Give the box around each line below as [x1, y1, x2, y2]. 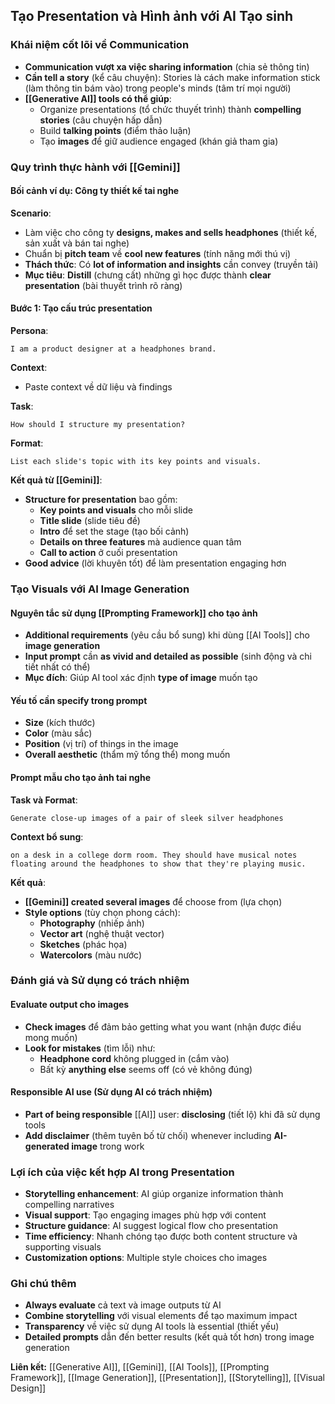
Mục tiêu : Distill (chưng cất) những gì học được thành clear [24, 269, 272, 281]
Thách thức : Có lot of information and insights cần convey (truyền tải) [24, 258, 319, 270]
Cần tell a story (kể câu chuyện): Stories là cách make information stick [24, 71, 321, 83]
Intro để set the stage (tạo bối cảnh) [39, 525, 190, 538]
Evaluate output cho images [10, 999, 130, 1011]
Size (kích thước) [24, 717, 96, 729]
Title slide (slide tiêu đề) [39, 515, 141, 527]
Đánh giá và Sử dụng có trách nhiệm [10, 974, 190, 988]
